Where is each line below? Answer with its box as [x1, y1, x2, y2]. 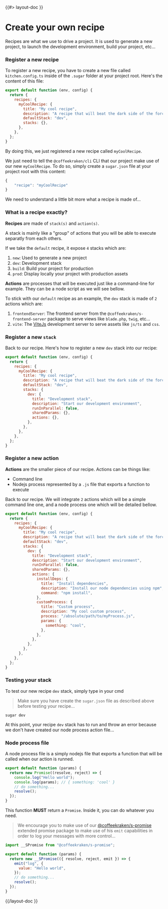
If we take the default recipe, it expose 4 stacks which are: [5, 245, 126, 251]
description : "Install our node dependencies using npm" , [40, 586, 164, 591]
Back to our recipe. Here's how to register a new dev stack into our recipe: [5, 345, 157, 351]
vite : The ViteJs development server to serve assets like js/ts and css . [12, 321, 160, 327]
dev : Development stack [12, 260, 62, 266]
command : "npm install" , [40, 590, 93, 595]
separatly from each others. [5, 235, 62, 241]
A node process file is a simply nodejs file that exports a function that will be [5, 751, 162, 757]
